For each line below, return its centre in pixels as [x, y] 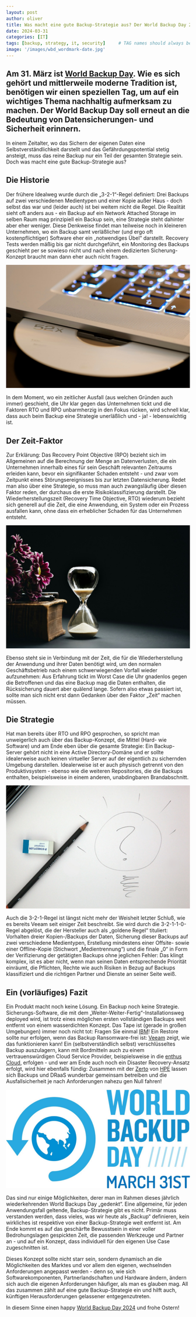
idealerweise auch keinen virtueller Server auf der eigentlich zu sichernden [96, 758]
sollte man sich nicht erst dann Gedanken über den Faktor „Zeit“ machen [93, 695]
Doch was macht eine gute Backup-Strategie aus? [66, 162]
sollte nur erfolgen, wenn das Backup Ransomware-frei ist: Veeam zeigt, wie [98, 1037]
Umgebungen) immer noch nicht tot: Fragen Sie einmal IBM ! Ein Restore [92, 1031]
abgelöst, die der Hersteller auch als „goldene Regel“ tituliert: [94, 930]
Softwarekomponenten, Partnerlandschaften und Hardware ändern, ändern [96, 1277]
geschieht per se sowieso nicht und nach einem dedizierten [78, 250]
